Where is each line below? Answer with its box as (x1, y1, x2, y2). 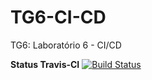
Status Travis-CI (10, 58, 80, 70)
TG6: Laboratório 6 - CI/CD (10, 39, 122, 51)
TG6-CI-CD (10, 6, 107, 29)
